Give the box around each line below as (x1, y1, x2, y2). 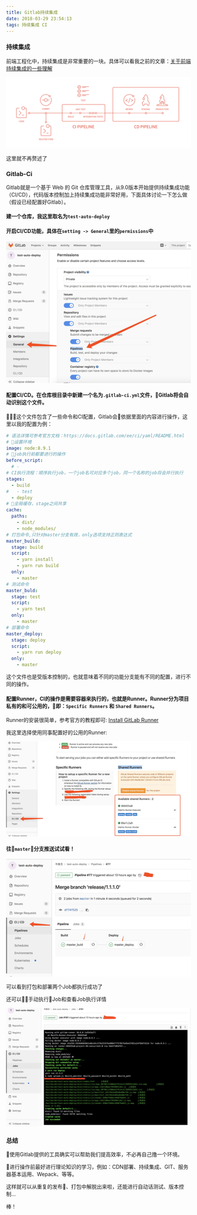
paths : (11, 514, 28, 519)
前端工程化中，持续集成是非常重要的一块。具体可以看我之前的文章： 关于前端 (6, 58, 191, 65)
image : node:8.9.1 (6, 445, 51, 451)
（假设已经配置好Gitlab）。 (6, 198, 69, 205)
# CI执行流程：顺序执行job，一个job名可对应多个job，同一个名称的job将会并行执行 (6, 470, 184, 476)
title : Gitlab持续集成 (6, 9, 58, 15)
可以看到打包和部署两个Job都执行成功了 (6, 983, 103, 990)
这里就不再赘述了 (6, 154, 47, 161)
